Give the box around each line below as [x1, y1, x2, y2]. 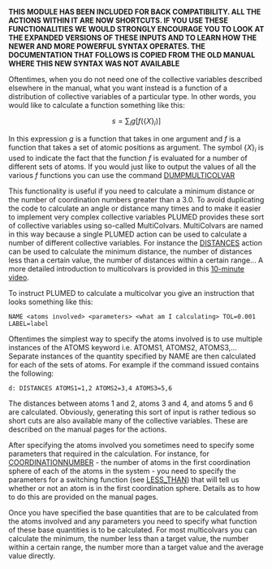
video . [8, 272, 30, 282]
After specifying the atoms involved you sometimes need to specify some [8, 440, 255, 450]
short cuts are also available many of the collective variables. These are [8, 415, 248, 425]
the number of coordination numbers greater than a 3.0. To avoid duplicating [8, 194, 265, 204]
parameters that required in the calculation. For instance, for [8, 449, 209, 458]
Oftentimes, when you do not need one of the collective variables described [8, 75, 262, 84]
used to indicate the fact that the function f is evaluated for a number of [8, 153, 248, 163]
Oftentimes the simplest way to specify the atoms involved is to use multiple [8, 333, 263, 344]
